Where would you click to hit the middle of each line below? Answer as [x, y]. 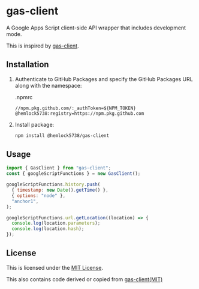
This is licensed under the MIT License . [55, 267]
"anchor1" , [25, 201]
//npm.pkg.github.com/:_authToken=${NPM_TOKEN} [75, 108]
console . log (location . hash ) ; [48, 229]
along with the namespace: [48, 85]
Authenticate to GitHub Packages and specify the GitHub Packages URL [104, 79]
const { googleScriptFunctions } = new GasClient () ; [73, 174]
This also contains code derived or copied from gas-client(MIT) [85, 279]
